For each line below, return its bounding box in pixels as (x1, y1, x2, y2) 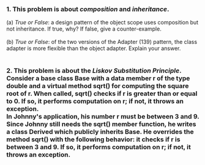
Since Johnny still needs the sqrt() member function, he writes (6, 120, 196, 128)
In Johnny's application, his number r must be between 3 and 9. (6, 112, 199, 121)
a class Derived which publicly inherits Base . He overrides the (6, 128, 194, 136)
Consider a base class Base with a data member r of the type (6, 74, 190, 82)
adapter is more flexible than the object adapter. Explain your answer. (6, 45, 181, 52)
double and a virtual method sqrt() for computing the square (6, 82, 189, 90)
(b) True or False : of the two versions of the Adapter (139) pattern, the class (6, 38, 198, 46)
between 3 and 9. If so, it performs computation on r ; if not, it (6, 143, 191, 152)
